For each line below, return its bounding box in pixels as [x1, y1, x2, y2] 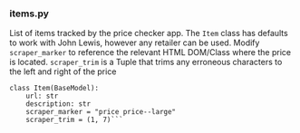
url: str [25, 91, 59, 101]
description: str [25, 100, 92, 109]
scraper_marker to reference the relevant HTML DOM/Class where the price [9, 47, 292, 58]
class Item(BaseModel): [9, 84, 100, 93]
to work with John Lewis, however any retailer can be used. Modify [9, 37, 260, 48]
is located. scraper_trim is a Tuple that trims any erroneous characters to [9, 57, 283, 68]
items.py [9, 7, 50, 20]
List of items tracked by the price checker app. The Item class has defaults [9, 28, 288, 39]
